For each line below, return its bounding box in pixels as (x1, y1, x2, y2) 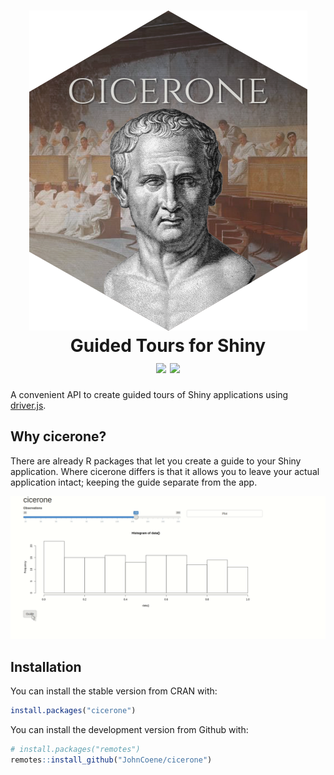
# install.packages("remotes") (10, 744, 141, 754)
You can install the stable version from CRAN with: (10, 685, 218, 697)
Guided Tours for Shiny (69, 335, 267, 357)
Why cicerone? (10, 428, 107, 445)
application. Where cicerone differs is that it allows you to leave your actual (10, 465, 320, 477)
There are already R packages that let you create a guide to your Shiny (10, 455, 302, 467)
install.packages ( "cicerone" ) (10, 705, 137, 715)
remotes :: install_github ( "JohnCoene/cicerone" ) (10, 755, 213, 765)
